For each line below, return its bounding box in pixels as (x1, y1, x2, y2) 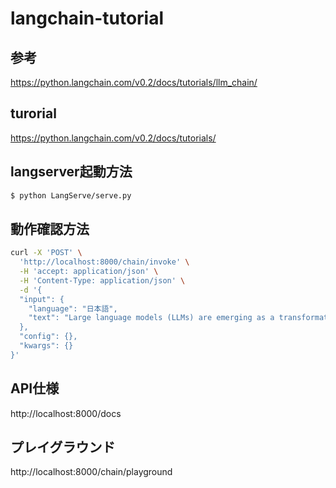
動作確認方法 (10, 220, 90, 237)
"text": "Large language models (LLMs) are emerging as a (28, 313, 275, 323)
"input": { (19, 294, 65, 304)
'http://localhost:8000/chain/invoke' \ (19, 257, 190, 267)
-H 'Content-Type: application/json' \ (19, 275, 186, 286)
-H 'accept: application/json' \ (19, 267, 159, 277)
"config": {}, (19, 332, 78, 342)
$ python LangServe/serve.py (10, 190, 132, 201)
